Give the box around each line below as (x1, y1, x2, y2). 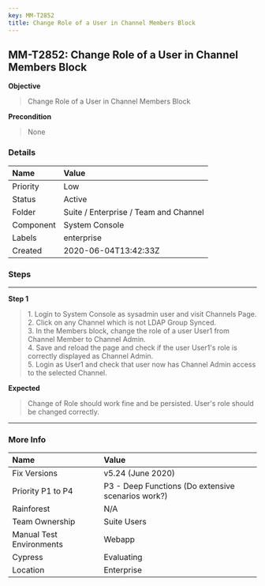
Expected (8, 383, 41, 393)
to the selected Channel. (27, 368, 108, 378)
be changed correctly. (27, 407, 100, 416)
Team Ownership (12, 517, 76, 528)
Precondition (8, 112, 52, 122)
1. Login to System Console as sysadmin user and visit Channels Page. (27, 309, 257, 318)
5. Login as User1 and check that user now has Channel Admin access (27, 359, 256, 369)
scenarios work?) (103, 490, 168, 501)
